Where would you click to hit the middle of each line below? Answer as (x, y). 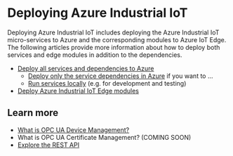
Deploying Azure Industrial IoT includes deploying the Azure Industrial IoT (113, 32)
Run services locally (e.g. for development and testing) (107, 83)
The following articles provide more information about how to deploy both (114, 47)
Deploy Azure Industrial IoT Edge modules (78, 91)
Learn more (33, 113)
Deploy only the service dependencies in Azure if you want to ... (120, 76)
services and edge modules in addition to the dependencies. (95, 55)
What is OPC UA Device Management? (73, 130)
